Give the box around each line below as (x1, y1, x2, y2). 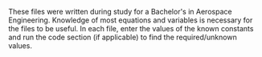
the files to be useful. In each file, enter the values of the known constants (8, 24, 254, 33)
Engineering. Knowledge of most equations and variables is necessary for (8, 15, 253, 25)
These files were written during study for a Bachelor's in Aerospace (8, 7, 232, 16)
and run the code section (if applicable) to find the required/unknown (8, 32, 237, 42)
